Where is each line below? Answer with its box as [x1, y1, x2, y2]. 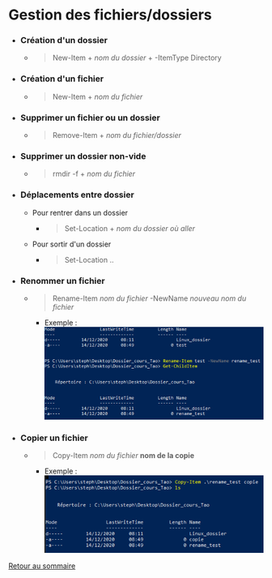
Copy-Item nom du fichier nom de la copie [52, 451, 195, 460]
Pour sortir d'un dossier [32, 239, 112, 249]
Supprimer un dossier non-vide [19, 151, 147, 161]
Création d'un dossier [19, 35, 108, 46]
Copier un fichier [19, 432, 88, 443]
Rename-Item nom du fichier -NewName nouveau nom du [52, 293, 247, 303]
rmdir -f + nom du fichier [52, 169, 136, 179]
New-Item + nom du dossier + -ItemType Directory [52, 53, 222, 62]
